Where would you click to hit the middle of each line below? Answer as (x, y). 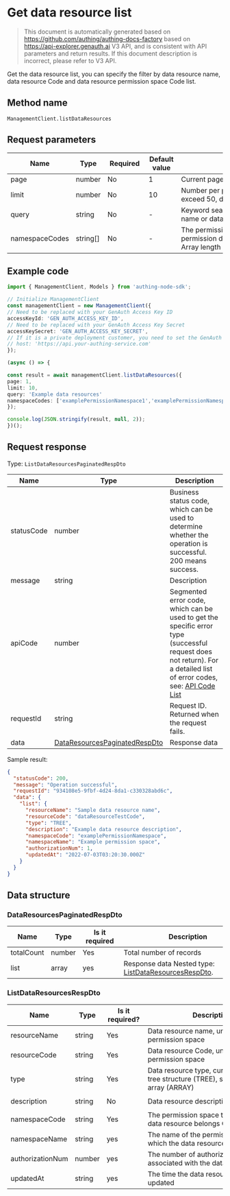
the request (188, 723)
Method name (37, 103)
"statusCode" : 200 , (41, 778)
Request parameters (52, 140)
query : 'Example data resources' (55, 394)
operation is (189, 543)
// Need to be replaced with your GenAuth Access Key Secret (96, 325)
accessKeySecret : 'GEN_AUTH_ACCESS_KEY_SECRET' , (78, 331)
